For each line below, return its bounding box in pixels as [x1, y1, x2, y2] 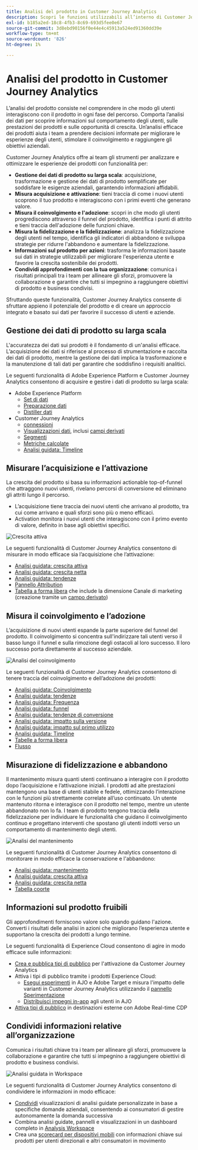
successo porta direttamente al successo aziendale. [6, 645, 133, 652]
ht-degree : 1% [6, 42, 41, 48]
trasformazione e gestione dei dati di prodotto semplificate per [14, 177, 167, 185]
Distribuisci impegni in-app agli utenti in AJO [23, 997, 132, 1004]
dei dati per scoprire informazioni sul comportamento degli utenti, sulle [6, 117, 179, 124]
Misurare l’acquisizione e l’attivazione [6, 463, 148, 473]
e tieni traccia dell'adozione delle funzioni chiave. [14, 221, 135, 228]
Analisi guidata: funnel [14, 705, 69, 712]
